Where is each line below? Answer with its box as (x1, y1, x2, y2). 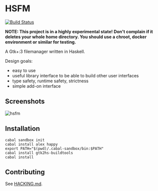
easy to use (12, 67, 36, 73)
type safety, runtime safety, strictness (12, 78, 89, 84)
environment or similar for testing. (5, 39, 76, 45)
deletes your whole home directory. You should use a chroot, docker (5, 34, 147, 40)
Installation (5, 124, 40, 133)
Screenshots (5, 97, 45, 106)
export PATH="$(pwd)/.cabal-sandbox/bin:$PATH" (5, 146, 104, 151)
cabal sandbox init (5, 138, 45, 143)
